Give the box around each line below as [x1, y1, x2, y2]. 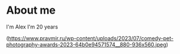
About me [6, 4, 56, 17]
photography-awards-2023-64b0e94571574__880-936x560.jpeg [6, 41, 167, 48]
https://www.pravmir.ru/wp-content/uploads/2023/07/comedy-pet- [8, 34, 174, 42]
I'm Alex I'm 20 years [6, 23, 58, 30]
